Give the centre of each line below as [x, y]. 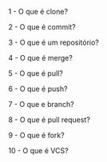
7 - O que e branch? [41, 104]
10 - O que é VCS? [39, 150]
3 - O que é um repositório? [54, 42]
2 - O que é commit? [42, 27]
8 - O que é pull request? [49, 120]
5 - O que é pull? [36, 73]
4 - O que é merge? [41, 58]
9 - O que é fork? [37, 135]
